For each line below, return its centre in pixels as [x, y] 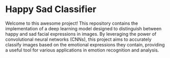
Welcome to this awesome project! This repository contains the [72, 23]
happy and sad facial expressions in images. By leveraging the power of [81, 34]
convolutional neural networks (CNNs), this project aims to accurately [78, 39]
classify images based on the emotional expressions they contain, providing [85, 44]
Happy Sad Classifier [51, 9]
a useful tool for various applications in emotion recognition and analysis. [82, 50]
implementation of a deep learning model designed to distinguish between [83, 28]
